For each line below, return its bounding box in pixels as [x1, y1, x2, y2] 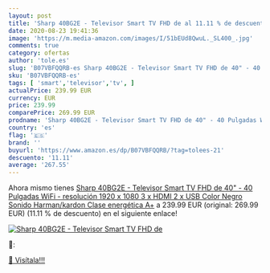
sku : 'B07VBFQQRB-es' [8, 71, 81, 79]
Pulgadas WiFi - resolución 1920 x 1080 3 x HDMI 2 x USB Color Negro [8, 192, 243, 202]
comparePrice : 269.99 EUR [8, 109, 95, 117]
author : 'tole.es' [8, 57, 70, 65]
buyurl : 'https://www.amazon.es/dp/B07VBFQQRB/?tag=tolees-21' [8, 146, 225, 154]
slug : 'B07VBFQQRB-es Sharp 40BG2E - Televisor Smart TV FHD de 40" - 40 [8, 64, 261, 72]
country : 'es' [8, 124, 56, 132]
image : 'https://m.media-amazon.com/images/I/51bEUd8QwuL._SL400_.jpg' [8, 34, 253, 43]
